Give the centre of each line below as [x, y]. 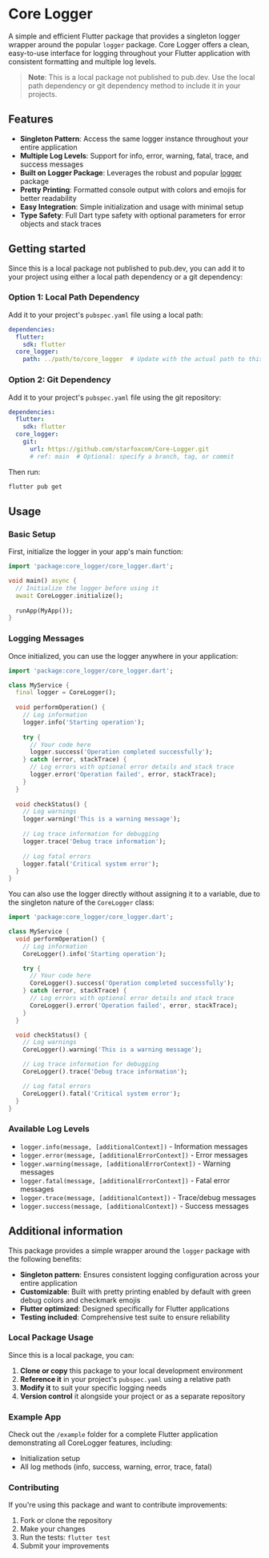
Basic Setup [32, 534]
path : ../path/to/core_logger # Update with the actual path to [134, 359]
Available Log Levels [49, 1129]
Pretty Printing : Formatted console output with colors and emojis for [133, 190]
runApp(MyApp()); [44, 610]
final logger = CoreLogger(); [66, 693]
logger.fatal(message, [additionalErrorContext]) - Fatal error [125, 1180]
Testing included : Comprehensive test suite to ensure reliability [125, 1317]
